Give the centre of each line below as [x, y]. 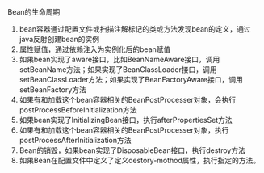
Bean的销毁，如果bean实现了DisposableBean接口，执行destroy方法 [132, 150]
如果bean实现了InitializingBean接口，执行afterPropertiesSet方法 [126, 120]
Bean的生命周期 [34, 12]
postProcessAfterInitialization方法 [75, 140]
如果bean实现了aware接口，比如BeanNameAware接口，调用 [119, 59]
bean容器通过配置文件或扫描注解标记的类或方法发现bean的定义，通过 [135, 29]
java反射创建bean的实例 [59, 39]
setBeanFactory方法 [52, 90]
